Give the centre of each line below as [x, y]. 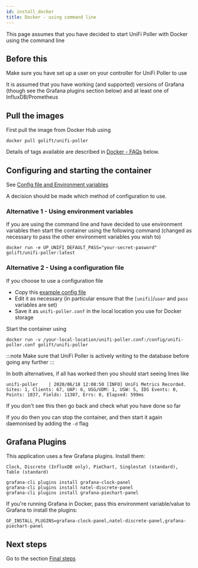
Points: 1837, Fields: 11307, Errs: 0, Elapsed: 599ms [75, 395]
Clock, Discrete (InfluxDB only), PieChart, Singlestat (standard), [92, 467]
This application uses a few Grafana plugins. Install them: [76, 456]
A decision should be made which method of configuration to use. [87, 196]
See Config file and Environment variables [57, 185]
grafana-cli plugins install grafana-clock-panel [69, 483]
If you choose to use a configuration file [55, 280]
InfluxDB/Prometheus [32, 97]
